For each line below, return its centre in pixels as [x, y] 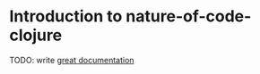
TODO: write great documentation [72, 60]
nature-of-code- [188, 16]
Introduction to [66, 16]
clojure [36, 35]
